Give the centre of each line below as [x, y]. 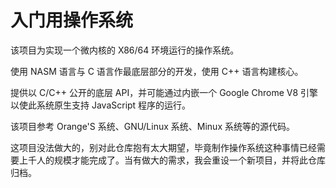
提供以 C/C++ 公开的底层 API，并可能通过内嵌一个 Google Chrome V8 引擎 [164, 92]
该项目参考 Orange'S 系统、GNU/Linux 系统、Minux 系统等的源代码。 [152, 126]
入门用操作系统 [72, 20]
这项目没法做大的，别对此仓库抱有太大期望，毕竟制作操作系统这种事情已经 [163, 147]
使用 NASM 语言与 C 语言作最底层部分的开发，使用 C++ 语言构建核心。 [157, 71]
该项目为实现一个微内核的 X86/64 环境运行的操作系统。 [125, 50]
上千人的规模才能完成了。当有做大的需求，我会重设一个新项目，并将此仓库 [172, 160]
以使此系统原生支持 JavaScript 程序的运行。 [101, 105]
